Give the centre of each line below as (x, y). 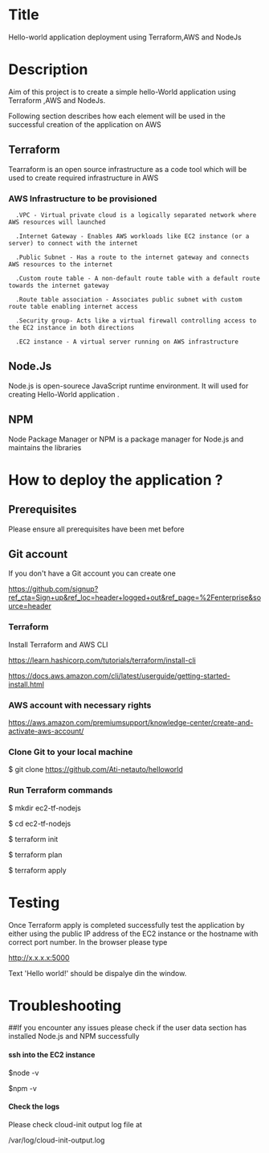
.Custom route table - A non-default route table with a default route (138, 278)
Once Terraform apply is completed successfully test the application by (126, 925)
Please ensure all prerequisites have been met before (96, 529)
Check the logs (34, 1106)
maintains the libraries (45, 447)
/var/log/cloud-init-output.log (57, 1140)
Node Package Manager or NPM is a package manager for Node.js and (126, 439)
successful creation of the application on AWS (85, 124)
